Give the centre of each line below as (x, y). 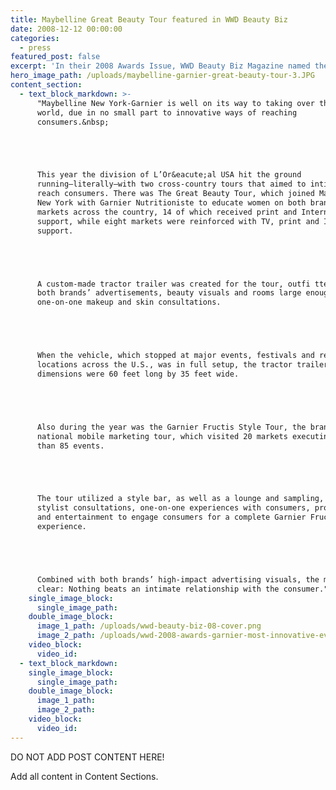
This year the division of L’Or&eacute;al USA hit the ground (169, 175)
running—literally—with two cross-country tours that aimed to (171, 184)
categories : (35, 38)
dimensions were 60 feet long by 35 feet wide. (138, 374)
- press (35, 47)
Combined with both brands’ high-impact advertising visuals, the (178, 579)
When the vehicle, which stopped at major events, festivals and (175, 356)
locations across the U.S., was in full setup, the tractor (164, 365)
